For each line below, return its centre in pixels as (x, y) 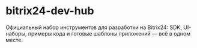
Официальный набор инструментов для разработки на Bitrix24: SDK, (94, 27)
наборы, (16, 33)
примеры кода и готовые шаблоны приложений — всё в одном (109, 33)
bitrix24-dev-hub (50, 11)
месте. (14, 40)
